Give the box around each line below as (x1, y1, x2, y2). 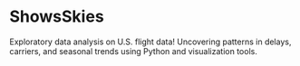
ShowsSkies (9, 6, 104, 27)
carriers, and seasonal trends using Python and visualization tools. (9, 45, 258, 56)
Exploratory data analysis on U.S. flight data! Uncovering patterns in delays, (9, 36, 292, 47)
